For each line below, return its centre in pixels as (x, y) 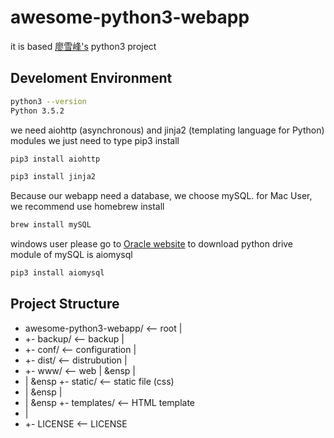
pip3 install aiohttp (55, 159)
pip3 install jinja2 (53, 177)
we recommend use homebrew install (87, 207)
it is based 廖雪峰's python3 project (83, 46)
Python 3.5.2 (37, 111)
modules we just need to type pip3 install (95, 140)
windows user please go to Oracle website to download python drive (152, 244)
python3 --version (48, 101)
